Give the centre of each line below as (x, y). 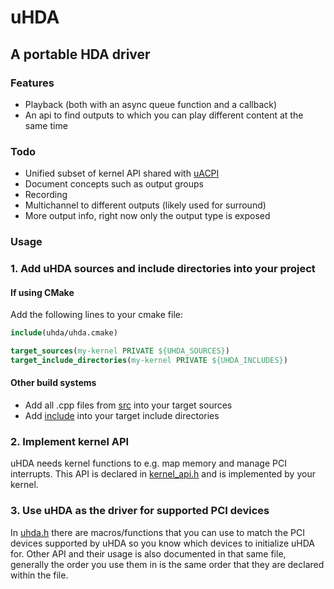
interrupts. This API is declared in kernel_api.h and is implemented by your (163, 474)
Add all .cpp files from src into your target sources (128, 405)
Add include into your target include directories (122, 416)
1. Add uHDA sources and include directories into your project (163, 269)
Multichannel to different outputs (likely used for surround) (145, 205)
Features (32, 83)
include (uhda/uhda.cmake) (64, 333)
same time (46, 125)
